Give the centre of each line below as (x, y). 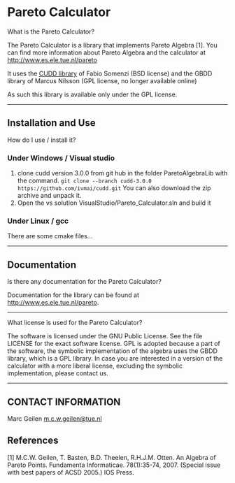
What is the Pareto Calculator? (51, 31)
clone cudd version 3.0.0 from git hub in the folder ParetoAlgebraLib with (122, 173)
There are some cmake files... (50, 236)
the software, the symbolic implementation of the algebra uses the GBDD (113, 351)
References (33, 441)
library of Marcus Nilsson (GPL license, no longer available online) (102, 80)
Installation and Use (51, 123)
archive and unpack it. (49, 196)
